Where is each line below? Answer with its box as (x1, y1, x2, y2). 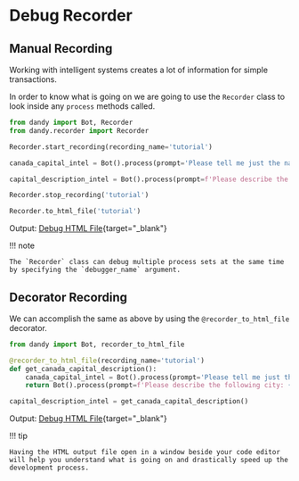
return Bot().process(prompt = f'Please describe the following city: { (25, 381, 293, 390)
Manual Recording (9, 41, 113, 56)
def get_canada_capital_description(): (9, 364, 158, 373)
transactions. (9, 74, 58, 85)
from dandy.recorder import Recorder (9, 126, 149, 135)
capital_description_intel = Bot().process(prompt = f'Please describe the (9, 175, 289, 184)
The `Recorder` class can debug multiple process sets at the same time (9, 258, 285, 267)
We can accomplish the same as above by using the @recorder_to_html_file (9, 313, 290, 324)
